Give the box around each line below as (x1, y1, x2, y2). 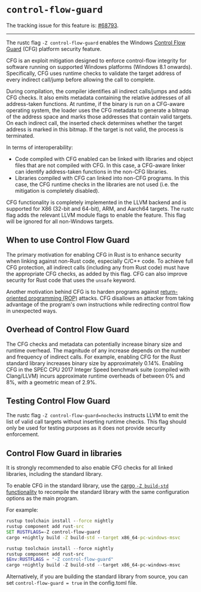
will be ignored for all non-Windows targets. (6, 217, 114, 225)
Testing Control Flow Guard (6, 396, 111, 406)
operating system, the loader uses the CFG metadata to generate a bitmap (6, 107, 190, 114)
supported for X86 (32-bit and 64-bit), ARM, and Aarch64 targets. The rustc (6, 205, 194, 212)
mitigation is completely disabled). (14, 187, 100, 194)
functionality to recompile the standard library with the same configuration (6, 488, 190, 496)
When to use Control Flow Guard (6, 235, 130, 245)
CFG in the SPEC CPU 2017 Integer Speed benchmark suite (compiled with (6, 366, 190, 373)
